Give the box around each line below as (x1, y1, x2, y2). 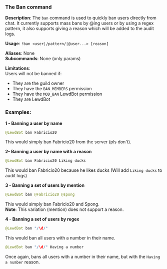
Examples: (5, 109, 31, 116)
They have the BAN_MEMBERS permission (12, 86, 92, 92)
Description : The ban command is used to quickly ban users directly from (5, 15, 156, 21)
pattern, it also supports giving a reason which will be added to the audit (5, 26, 154, 32)
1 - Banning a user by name (5, 120, 62, 126)
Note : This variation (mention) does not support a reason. (5, 206, 124, 212)
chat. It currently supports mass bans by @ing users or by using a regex (5, 20, 154, 26)
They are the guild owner (12, 80, 64, 86)
